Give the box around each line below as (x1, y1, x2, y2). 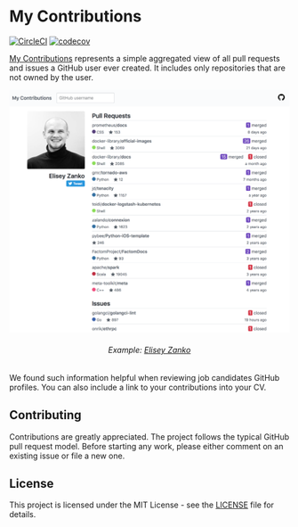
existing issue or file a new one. (9, 450, 125, 461)
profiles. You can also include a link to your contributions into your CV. (9, 382, 267, 392)
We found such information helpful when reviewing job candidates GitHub (9, 372, 280, 383)
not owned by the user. (9, 71, 94, 82)
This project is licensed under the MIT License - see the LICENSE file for (9, 499, 274, 510)
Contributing (9, 408, 82, 423)
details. (9, 509, 36, 520)
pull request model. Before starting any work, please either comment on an (9, 441, 284, 451)
